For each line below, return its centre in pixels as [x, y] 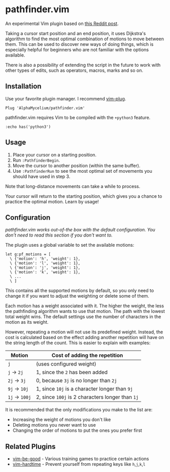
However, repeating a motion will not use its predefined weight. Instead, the [84, 332]
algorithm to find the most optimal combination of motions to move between [84, 39]
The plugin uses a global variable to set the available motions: [70, 245]
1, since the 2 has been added [72, 372]
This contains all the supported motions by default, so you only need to [80, 291]
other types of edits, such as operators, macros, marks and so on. [74, 70]
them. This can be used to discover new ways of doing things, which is [79, 44]
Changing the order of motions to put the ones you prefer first [77, 430]
